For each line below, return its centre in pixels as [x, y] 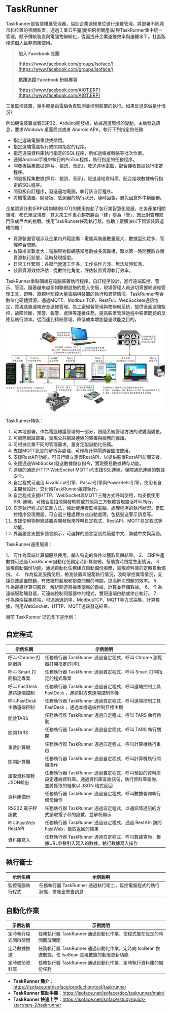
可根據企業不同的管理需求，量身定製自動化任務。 [64, 444]
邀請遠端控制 [21, 693]
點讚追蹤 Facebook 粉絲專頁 [48, 80]
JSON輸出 [19, 783]
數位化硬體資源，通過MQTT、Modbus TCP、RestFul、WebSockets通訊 [80, 300]
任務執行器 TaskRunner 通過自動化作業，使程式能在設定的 [99, 934]
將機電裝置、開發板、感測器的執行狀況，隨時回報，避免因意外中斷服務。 [89, 197]
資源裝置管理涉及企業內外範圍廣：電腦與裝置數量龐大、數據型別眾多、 [87, 238]
